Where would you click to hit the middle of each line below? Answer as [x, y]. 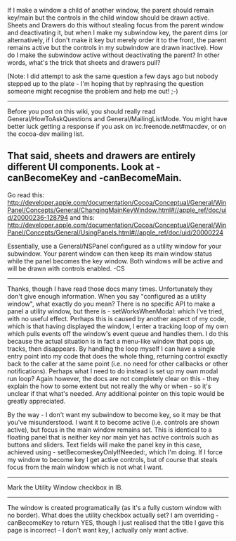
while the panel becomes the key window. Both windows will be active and [115, 261]
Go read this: [26, 195]
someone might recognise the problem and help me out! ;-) [93, 91]
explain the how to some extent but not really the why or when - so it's [109, 386]
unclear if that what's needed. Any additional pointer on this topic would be [116, 393]
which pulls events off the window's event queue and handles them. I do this [118, 333]
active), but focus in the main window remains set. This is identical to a [110, 430]
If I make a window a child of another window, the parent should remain [111, 10]
